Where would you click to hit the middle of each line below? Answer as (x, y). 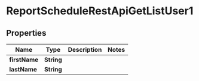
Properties (26, 33)
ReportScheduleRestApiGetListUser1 (100, 11)
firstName (24, 60)
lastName (23, 69)
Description (85, 50)
